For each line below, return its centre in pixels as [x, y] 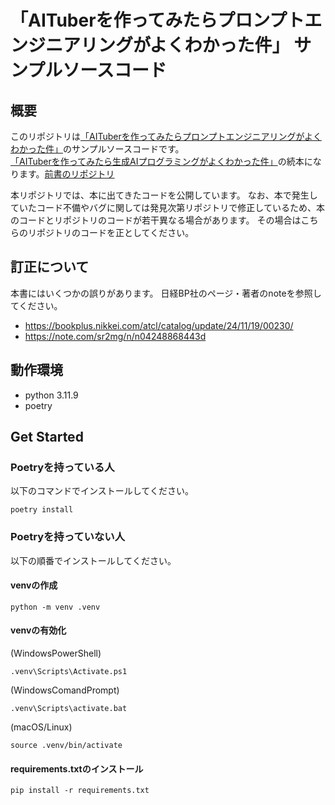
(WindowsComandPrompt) [65, 690]
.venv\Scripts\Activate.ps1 [69, 672]
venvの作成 [34, 585]
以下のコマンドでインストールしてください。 [102, 491]
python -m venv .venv [55, 607]
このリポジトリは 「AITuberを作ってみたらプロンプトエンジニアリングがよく [166, 136]
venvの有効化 [38, 630]
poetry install [42, 510]
